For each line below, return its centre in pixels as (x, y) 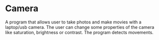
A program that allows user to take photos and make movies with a (73, 22)
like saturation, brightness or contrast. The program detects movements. (79, 32)
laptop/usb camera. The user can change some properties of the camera (80, 27)
